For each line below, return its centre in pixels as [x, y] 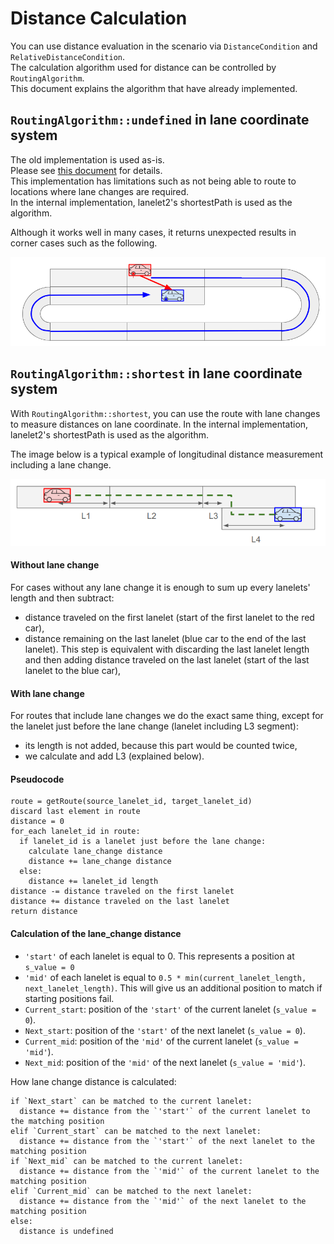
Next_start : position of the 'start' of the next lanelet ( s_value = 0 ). [165, 1030]
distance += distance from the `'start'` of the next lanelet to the [167, 1141]
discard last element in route [75, 812]
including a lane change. [61, 464]
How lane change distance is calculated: [93, 1081]
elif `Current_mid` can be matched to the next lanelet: [131, 1191]
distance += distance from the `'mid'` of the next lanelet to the [163, 1201]
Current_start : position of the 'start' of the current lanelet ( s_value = [170, 1009]
